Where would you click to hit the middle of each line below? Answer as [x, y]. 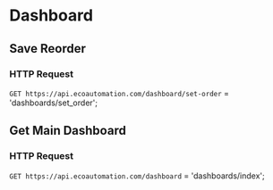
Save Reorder [48, 49]
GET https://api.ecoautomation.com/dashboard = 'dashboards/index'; [137, 176]
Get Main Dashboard [68, 131]
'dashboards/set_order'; [54, 103]
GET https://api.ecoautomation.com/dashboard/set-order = [119, 93]
